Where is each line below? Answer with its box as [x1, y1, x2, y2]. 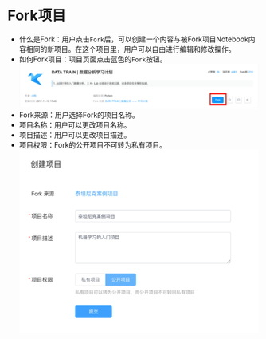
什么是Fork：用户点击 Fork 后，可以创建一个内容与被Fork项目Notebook [18, 34, 248, 44]
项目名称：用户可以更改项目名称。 [18, 120, 131, 130]
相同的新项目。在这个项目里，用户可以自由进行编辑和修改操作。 [25, 44, 236, 53]
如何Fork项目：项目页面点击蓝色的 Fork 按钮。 [18, 54, 167, 64]
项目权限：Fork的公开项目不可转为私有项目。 [18, 140, 167, 150]
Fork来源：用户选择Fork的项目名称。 [18, 110, 140, 120]
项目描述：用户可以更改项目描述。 [18, 130, 131, 140]
